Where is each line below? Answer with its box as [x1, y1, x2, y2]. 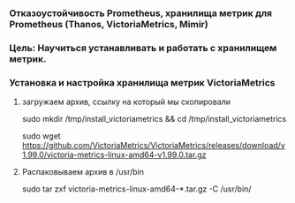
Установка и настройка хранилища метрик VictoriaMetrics [9, 76, 276, 88]
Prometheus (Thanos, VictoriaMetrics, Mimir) [9, 18, 209, 30]
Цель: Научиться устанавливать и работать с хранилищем [9, 41, 277, 54]
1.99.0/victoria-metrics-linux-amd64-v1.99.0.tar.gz [21, 149, 207, 161]
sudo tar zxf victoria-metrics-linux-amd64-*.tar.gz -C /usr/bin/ [21, 184, 252, 194]
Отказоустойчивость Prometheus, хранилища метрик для [9, 7, 272, 19]
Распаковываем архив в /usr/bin [21, 167, 144, 177]
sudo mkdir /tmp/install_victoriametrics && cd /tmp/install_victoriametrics [21, 114, 287, 124]
